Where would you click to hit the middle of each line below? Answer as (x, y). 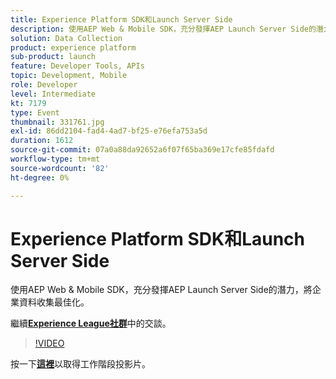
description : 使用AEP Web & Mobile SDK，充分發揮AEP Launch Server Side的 (163, 29)
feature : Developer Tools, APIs (77, 66)
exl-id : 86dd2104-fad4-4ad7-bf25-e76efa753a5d (109, 131)
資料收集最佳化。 (54, 302)
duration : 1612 (42, 141)
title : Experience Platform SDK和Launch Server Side (121, 19)
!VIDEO (49, 343)
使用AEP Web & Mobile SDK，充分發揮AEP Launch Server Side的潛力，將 (161, 290)
